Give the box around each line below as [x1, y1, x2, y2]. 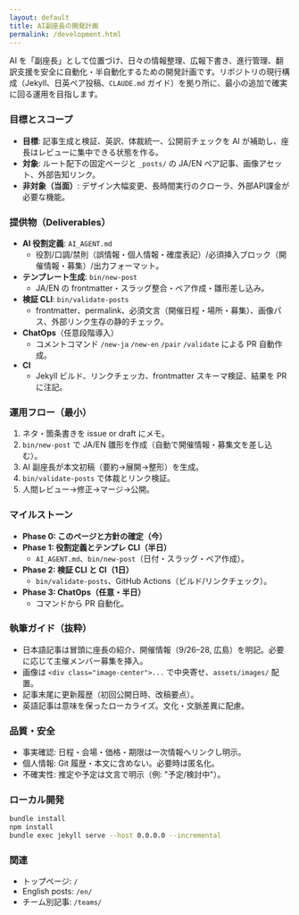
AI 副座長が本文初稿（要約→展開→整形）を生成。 [21, 462, 203, 472]
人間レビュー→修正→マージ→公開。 [21, 484, 154, 495]
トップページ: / [21, 876, 79, 886]
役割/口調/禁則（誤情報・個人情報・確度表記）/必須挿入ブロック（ [35, 249, 279, 259]
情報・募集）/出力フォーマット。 [43, 260, 164, 271]
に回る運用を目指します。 [9, 89, 103, 99]
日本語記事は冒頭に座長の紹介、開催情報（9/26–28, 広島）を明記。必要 [21, 644, 285, 655]
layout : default [9, 13, 70, 22]
